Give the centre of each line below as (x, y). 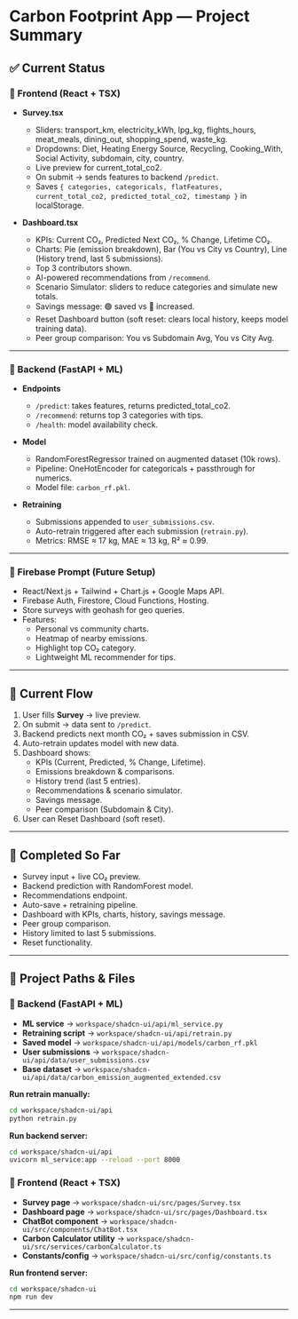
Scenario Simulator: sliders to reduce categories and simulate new (156, 287)
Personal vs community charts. (92, 629)
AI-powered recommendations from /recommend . (123, 277)
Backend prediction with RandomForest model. (107, 886)
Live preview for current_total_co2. (98, 167)
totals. (47, 296)
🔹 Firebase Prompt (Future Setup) (82, 572)
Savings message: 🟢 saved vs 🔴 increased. (115, 306)
